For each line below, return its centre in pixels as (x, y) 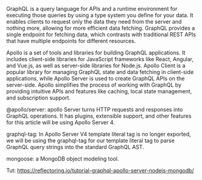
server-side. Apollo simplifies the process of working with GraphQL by (94, 85)
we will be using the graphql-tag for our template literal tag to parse (90, 141)
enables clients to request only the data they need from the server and (94, 22)
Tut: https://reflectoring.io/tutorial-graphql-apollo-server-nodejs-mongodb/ (100, 170)
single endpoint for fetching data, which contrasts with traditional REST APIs (101, 35)
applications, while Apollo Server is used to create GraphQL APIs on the (96, 78)
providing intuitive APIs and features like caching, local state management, (99, 91)
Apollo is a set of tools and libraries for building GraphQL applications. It (96, 53)
